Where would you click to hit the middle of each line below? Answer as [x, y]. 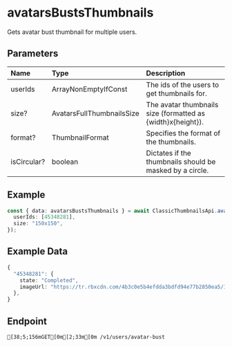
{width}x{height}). [175, 122]
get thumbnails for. [176, 93]
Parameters [33, 54]
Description [166, 73]
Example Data [38, 251]
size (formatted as [176, 113]
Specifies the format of [183, 133]
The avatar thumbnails [182, 104]
